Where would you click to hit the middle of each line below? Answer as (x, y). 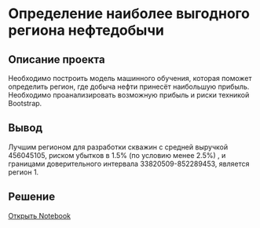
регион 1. (24, 172)
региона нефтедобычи (86, 30)
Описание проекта (57, 59)
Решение (32, 197)
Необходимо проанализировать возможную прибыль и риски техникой (129, 95)
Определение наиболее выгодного (129, 14)
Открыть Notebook (40, 215)
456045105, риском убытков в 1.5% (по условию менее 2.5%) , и (117, 155)
